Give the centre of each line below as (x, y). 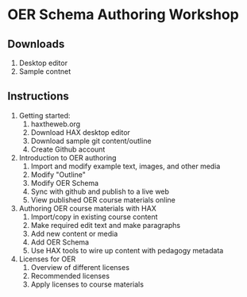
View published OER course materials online (103, 199)
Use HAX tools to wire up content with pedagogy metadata (127, 250)
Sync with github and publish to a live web (100, 191)
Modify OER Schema (65, 183)
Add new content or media (74, 233)
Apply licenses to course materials (87, 284)
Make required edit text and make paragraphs (105, 225)
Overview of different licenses (80, 267)
